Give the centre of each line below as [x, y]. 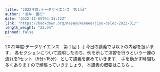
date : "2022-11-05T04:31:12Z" [36, 18]
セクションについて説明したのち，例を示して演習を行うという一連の [87, 53]
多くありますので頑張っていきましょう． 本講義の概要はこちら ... [70, 65]
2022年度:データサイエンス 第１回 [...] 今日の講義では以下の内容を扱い [78, 46]
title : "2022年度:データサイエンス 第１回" [46, 9]
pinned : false [20, 32]
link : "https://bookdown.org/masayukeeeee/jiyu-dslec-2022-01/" [72, 23]
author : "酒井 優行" [25, 14]
